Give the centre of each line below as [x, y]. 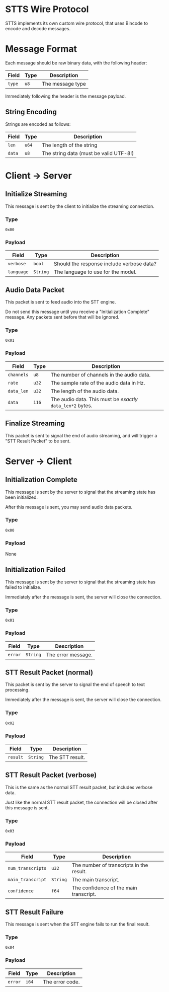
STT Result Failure [34, 912]
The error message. [69, 654]
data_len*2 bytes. [71, 405]
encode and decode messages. [38, 28]
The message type [64, 84]
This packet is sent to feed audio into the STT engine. [61, 302]
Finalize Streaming [35, 424]
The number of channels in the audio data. [101, 374]
